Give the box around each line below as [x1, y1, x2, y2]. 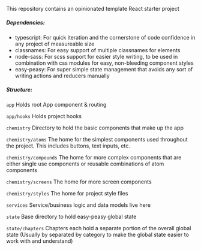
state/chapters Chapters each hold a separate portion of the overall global [6, 224, 191, 231]
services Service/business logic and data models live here [6, 201, 151, 209]
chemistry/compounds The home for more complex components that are [6, 153, 182, 161]
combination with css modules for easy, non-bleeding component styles [14, 59, 194, 67]
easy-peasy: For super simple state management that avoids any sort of [14, 65, 193, 73]
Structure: [6, 86, 33, 93]
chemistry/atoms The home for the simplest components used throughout [6, 135, 188, 143]
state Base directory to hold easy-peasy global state [6, 213, 137, 220]
